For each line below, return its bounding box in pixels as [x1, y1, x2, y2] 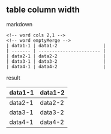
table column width [6, 5, 80, 15]
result [6, 74, 21, 81]
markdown [6, 20, 33, 28]
